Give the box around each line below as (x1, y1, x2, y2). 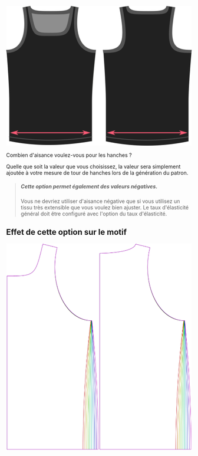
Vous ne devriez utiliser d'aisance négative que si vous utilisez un (20, 198, 180, 205)
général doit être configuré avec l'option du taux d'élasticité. (20, 210, 167, 217)
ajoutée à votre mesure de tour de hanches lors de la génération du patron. (6, 169, 189, 176)
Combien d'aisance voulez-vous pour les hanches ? (6, 151, 132, 159)
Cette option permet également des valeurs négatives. (20, 183, 158, 190)
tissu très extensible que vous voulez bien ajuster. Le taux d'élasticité (20, 204, 189, 211)
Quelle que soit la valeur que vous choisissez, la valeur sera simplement (6, 163, 181, 170)
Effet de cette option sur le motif (6, 227, 127, 237)
